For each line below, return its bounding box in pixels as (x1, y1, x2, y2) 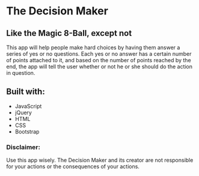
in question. (6, 69, 35, 76)
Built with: (6, 87, 45, 97)
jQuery (14, 109, 32, 116)
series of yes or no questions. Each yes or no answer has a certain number (6, 50, 192, 57)
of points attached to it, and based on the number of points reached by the (6, 57, 191, 63)
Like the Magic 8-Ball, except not (6, 28, 132, 38)
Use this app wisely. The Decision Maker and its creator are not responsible (6, 157, 194, 164)
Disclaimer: (6, 142, 41, 151)
